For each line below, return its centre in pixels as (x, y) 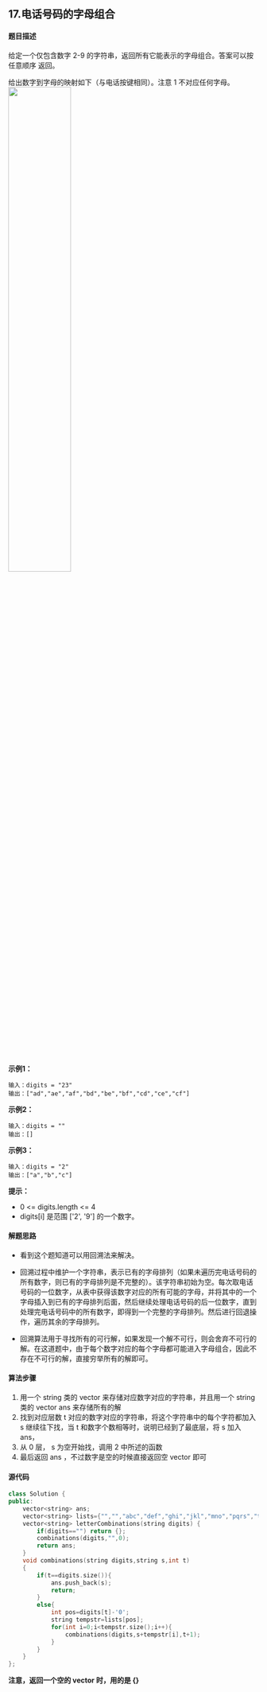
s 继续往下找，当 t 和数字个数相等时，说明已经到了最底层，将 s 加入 (130, 1427)
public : (21, 1502)
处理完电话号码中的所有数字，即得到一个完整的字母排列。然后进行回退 (135, 1312)
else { (46, 1605)
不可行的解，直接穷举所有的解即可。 (93, 1358)
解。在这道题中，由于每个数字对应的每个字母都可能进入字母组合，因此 (135, 1348)
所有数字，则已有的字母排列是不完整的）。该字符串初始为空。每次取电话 (136, 1282)
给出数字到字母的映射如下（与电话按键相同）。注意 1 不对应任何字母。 (121, 82)
